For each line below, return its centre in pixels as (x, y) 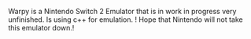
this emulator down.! (41, 28)
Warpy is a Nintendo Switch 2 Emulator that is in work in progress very (122, 11)
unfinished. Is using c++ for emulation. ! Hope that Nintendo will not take (125, 19)
